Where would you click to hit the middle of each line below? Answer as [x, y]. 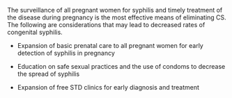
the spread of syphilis [48, 74]
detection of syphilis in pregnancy [66, 53]
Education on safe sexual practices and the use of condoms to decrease [121, 66]
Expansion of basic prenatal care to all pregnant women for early [110, 46]
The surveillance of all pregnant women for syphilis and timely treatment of [115, 10]
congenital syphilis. [35, 32]
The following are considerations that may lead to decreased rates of [106, 25]
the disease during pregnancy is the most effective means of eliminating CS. [117, 17]
